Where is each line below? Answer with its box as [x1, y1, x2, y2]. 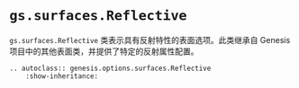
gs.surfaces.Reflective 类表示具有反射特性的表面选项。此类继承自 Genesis [9, 34, 291, 45]
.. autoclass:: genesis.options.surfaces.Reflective [9, 64, 212, 73]
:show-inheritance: [25, 71, 99, 81]
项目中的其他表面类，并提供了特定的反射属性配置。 [9, 46, 199, 57]
